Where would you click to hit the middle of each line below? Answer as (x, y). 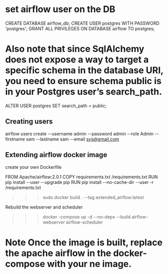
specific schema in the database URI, (84, 70)
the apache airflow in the (58, 253)
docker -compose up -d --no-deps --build (87, 217)
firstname (15, 139)
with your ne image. (89, 264)
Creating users (29, 122)
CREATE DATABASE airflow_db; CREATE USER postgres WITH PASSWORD (82, 23)
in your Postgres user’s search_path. (84, 92)
